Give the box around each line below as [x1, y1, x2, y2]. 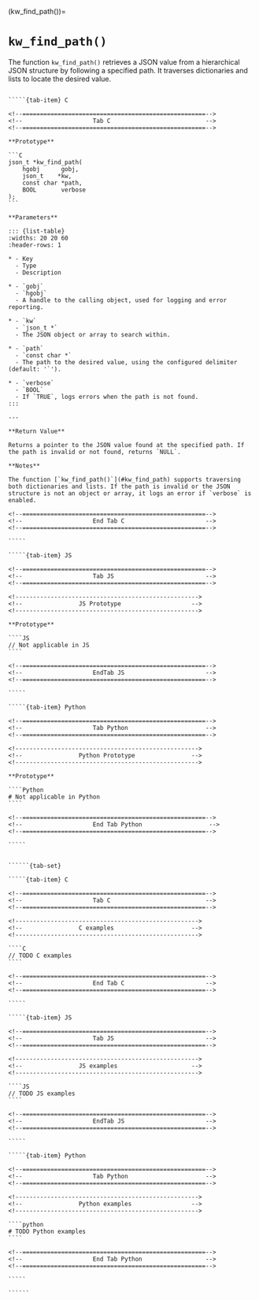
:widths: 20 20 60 [8, 234, 68, 242]
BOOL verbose [22, 185, 87, 194]
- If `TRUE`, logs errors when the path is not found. [15, 393, 199, 400]
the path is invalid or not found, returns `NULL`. [8, 448, 181, 456]
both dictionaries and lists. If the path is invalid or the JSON [8, 482, 231, 490]
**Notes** [8, 461, 41, 470]
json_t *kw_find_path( [8, 158, 83, 166]
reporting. [8, 303, 44, 311]
